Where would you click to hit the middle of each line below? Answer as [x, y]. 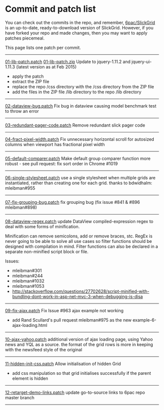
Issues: [12, 261]
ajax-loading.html [30, 325]
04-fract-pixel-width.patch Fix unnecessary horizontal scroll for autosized [80, 139]
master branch [20, 397]
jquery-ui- [142, 62]
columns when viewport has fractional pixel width [55, 144]
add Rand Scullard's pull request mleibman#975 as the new [72, 320]
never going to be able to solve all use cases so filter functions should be [79, 241]
